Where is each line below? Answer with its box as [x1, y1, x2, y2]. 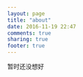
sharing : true [7, 36, 49, 43]
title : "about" [7, 17, 52, 24]
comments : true [7, 29, 52, 37]
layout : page [7, 10, 45, 17]
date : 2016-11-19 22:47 [7, 23, 77, 30]
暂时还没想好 [7, 62, 44, 70]
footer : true [7, 42, 45, 49]
